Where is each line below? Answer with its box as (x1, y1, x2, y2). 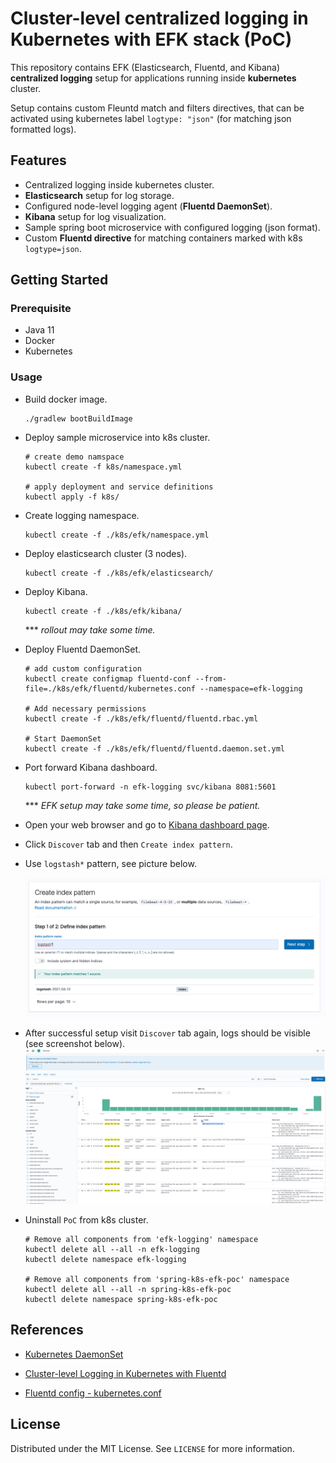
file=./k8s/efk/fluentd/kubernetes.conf (24, 683, 196, 694)
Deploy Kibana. (24, 585, 88, 597)
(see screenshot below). (24, 1038, 126, 1050)
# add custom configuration (24, 663, 142, 674)
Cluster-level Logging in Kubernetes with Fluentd (24, 1367, 227, 1379)
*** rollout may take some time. (24, 623, 156, 636)
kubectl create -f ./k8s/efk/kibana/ (24, 606, 183, 616)
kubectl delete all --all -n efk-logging (24, 1245, 200, 1255)
